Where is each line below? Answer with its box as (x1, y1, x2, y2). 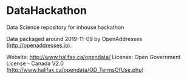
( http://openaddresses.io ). (6, 42, 72, 49)
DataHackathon (6, 4, 87, 17)
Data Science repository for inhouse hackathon (6, 24, 124, 31)
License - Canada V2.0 (6, 60, 64, 67)
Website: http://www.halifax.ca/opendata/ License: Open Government (6, 53, 181, 60)
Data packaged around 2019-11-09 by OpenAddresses (6, 35, 143, 42)
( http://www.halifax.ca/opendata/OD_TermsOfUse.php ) (6, 66, 144, 73)
